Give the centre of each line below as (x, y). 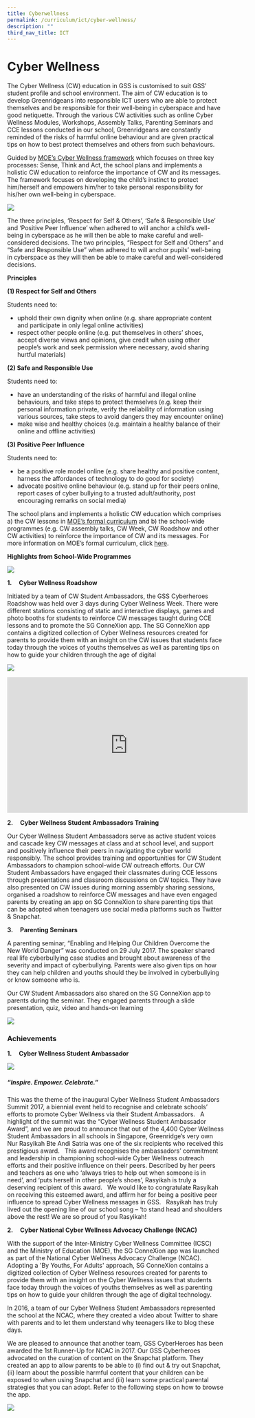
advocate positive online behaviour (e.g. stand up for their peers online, (118, 486)
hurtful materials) (42, 355)
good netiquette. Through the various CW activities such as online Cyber (110, 115)
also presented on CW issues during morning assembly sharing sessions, (111, 887)
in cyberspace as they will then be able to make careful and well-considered (115, 257)
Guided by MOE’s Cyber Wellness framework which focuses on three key (111, 158)
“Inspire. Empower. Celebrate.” (53, 1082)
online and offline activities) (56, 431)
